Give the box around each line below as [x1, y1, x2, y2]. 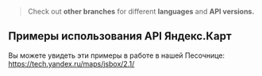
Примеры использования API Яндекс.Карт [8, 29, 232, 43]
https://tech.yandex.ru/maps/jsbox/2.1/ [8, 59, 135, 68]
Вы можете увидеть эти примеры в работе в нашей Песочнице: [8, 51, 225, 60]
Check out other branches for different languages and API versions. [27, 7, 255, 16]
